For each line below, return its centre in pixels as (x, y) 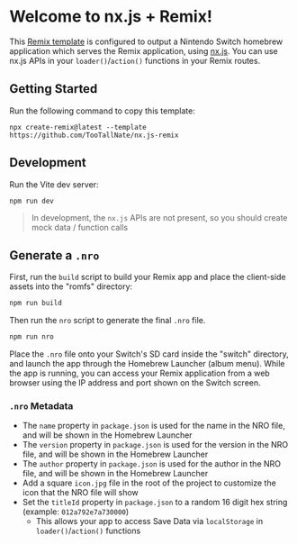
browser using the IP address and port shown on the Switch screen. (135, 383)
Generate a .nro (54, 255)
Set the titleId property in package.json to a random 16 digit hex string (155, 503)
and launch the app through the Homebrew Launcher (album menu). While (147, 364)
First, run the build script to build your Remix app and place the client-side (148, 277)
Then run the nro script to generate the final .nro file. (108, 321)
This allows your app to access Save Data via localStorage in (149, 521)
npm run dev (31, 201)
